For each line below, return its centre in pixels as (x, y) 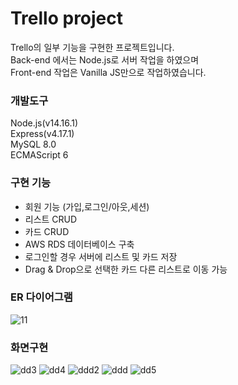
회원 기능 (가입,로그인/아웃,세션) (87, 206)
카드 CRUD (47, 231)
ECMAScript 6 (39, 155)
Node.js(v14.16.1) (44, 123)
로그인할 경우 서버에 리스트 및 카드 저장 (101, 256)
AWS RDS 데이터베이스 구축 (79, 244)
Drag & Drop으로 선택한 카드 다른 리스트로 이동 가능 (126, 269)
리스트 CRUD (51, 219)
